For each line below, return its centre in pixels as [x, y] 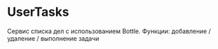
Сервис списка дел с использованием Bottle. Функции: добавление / [109, 31]
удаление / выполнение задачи [53, 38]
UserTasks [38, 12]
